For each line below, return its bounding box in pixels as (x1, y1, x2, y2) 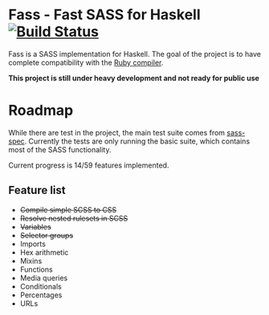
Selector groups (19, 230, 74, 240)
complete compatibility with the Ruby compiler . (8, 58, 164, 67)
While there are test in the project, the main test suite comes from (8, 127, 226, 137)
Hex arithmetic (19, 247, 69, 257)
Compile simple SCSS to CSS (19, 204, 117, 214)
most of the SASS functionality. (8, 144, 112, 154)
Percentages (19, 290, 63, 300)
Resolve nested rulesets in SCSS (19, 213, 128, 223)
